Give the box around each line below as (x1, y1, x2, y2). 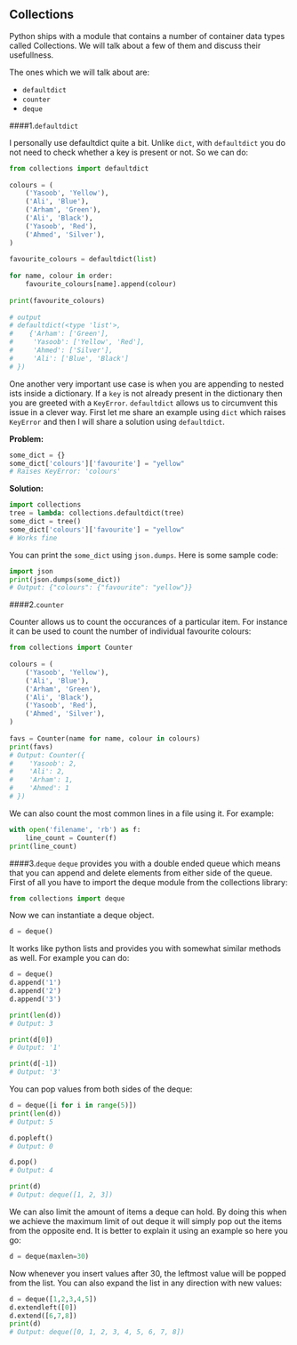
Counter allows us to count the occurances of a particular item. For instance (9, 617, 288, 628)
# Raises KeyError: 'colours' (9, 467, 122, 476)
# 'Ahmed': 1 (9, 784, 69, 793)
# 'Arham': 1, (9, 775, 74, 785)
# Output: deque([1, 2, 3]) (9, 1190, 114, 1199)
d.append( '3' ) (9, 995, 62, 1004)
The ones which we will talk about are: (9, 67, 150, 77)
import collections (9, 500, 82, 509)
